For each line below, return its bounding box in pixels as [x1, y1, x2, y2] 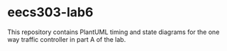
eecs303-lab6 [7, 4, 94, 21]
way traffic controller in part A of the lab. [7, 35, 126, 43]
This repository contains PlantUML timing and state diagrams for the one [7, 28, 220, 36]
